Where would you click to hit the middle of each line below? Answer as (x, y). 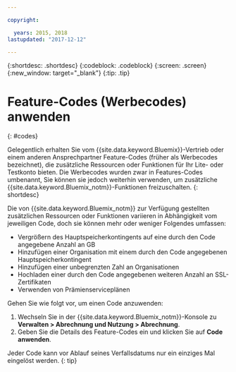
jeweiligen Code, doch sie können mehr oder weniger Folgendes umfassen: (117, 224)
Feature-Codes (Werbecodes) (97, 101)
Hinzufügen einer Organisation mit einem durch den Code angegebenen (122, 252)
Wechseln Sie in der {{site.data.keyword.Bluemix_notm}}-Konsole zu (117, 317)
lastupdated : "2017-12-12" (47, 40)
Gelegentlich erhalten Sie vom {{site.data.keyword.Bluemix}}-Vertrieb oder (116, 150)
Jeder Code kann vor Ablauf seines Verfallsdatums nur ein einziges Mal (111, 353)
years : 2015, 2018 (41, 32)
